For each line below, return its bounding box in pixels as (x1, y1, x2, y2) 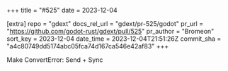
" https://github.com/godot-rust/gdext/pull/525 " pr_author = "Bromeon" (6, 27, 215, 35)
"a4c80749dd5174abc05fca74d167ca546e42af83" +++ (6, 42, 169, 50)
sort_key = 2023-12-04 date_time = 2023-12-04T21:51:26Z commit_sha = (6, 34, 222, 43)
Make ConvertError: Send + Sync (6, 56, 103, 64)
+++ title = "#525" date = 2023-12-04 (6, 6, 118, 14)
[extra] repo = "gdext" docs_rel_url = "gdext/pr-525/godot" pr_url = (6, 20, 203, 27)
